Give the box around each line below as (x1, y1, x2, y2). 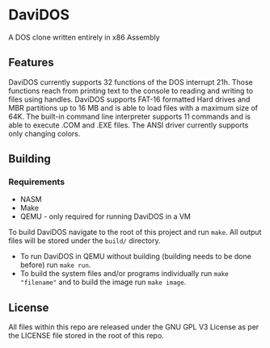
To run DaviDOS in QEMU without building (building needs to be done (19, 252, 252, 262)
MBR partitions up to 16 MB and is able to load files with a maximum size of (8, 103, 259, 112)
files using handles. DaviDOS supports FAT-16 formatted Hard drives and (8, 94, 251, 104)
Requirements (8, 176, 65, 187)
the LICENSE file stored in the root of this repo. (8, 331, 164, 341)
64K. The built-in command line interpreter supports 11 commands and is (8, 111, 251, 121)
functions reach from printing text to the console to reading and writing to (8, 86, 253, 95)
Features (8, 56, 54, 69)
